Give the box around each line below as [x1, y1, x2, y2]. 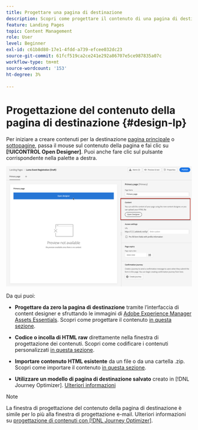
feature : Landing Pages [6, 22, 65, 28]
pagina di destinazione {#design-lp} [6, 116, 187, 129]
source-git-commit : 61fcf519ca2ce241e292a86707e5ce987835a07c [6, 53, 162, 59]
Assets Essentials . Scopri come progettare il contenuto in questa [14, 316, 172, 323]
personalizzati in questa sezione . [14, 346, 95, 353]
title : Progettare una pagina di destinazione [6, 9, 123, 15]
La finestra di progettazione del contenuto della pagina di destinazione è [6, 404, 182, 411]
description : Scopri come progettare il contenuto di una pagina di [6, 15, 178, 22]
